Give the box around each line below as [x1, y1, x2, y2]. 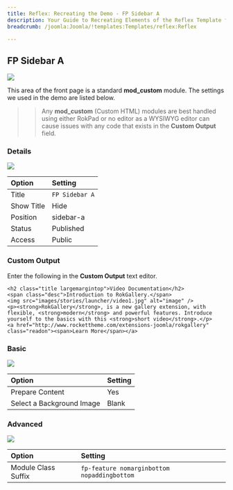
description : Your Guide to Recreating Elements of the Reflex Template [7, 17, 222, 24]
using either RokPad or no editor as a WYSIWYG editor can [41, 115, 210, 123]
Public [51, 235, 73, 245]
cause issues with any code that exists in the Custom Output [41, 122, 216, 130]
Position [10, 212, 37, 222]
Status [10, 223, 32, 233]
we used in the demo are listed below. [7, 94, 116, 102]
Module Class [10, 463, 55, 473]
